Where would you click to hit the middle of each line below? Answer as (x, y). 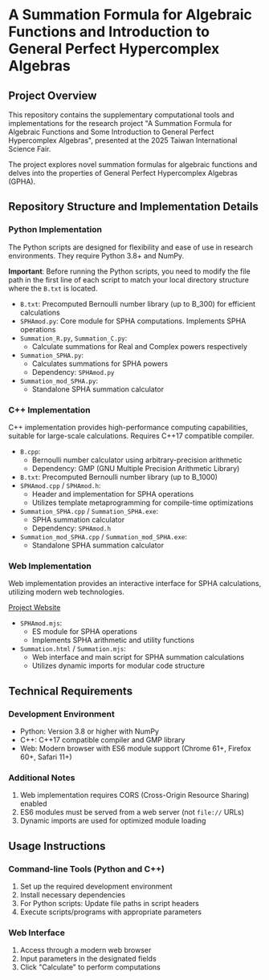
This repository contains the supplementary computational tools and (121, 115)
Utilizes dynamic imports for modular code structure (118, 666)
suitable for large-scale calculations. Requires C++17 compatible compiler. (131, 436)
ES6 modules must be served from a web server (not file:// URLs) (132, 812)
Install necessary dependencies (73, 895)
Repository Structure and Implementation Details (134, 207)
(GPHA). (22, 181)
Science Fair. (30, 149)
